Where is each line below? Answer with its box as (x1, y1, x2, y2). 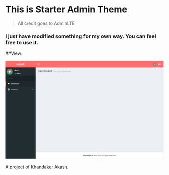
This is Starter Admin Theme (5, 4, 127, 15)
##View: (5, 50, 23, 56)
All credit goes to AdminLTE (17, 20, 75, 26)
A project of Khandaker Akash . (5, 164, 69, 170)
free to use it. (5, 39, 39, 46)
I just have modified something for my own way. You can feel (5, 33, 156, 40)
